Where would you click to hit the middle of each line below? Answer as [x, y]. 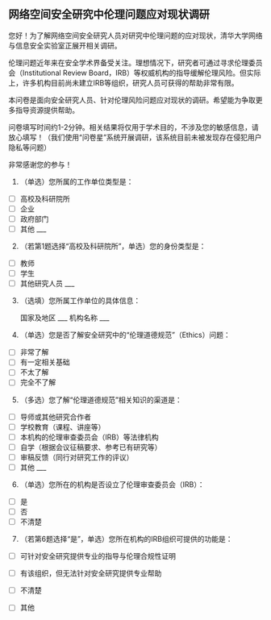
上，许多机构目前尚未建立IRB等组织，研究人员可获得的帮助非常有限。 [123, 82]
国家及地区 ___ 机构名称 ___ [65, 318]
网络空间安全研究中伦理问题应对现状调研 [109, 15]
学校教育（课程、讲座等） [63, 427]
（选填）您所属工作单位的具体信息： [80, 301]
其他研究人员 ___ [47, 284]
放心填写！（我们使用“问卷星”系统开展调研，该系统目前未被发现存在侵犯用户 [135, 137]
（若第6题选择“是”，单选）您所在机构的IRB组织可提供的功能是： [126, 539]
